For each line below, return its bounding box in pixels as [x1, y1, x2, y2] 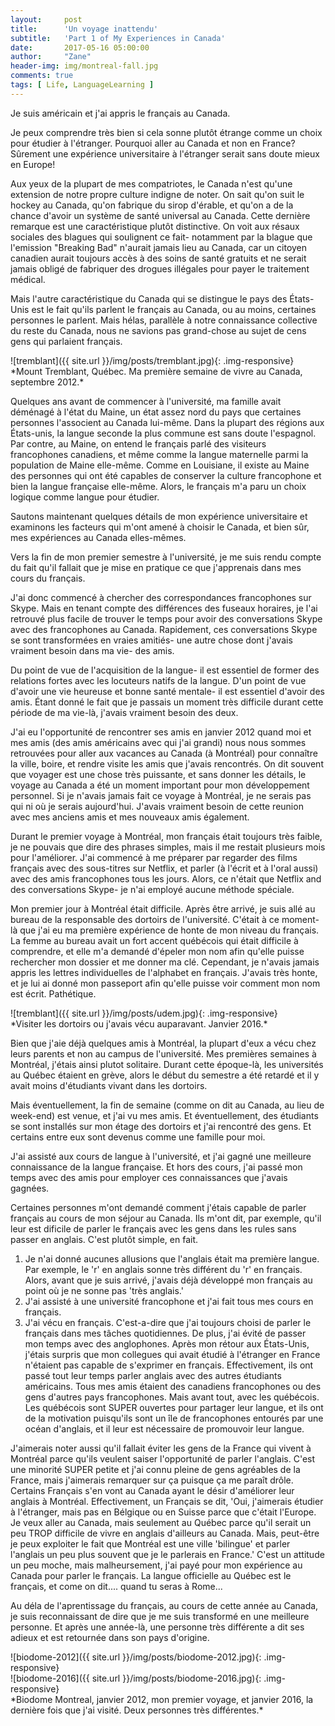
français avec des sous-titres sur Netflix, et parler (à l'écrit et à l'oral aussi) [10, 862, 319, 874]
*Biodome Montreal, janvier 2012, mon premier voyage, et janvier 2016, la [10, 1693, 314, 1705]
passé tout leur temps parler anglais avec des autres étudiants [24, 1369, 282, 1381]
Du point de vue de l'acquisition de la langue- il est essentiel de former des [10, 664, 320, 676]
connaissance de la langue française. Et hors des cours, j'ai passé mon [10, 1161, 303, 1173]
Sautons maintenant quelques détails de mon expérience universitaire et [10, 510, 308, 522]
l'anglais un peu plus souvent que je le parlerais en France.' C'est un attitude [10, 1548, 325, 1560]
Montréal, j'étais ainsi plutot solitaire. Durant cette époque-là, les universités [10, 1058, 324, 1070]
